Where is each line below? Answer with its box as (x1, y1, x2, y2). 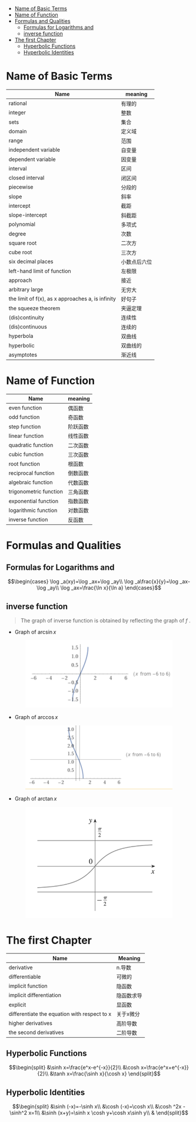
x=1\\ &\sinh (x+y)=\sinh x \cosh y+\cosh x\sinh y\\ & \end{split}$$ (28, 1109, 188, 1117)
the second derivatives (8, 1029, 64, 1036)
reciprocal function (8, 469, 55, 477)
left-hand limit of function (8, 267, 72, 274)
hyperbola (8, 333, 34, 340)
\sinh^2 (9, 1109, 28, 1117)
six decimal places (8, 258, 54, 265)
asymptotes (8, 351, 37, 358)
